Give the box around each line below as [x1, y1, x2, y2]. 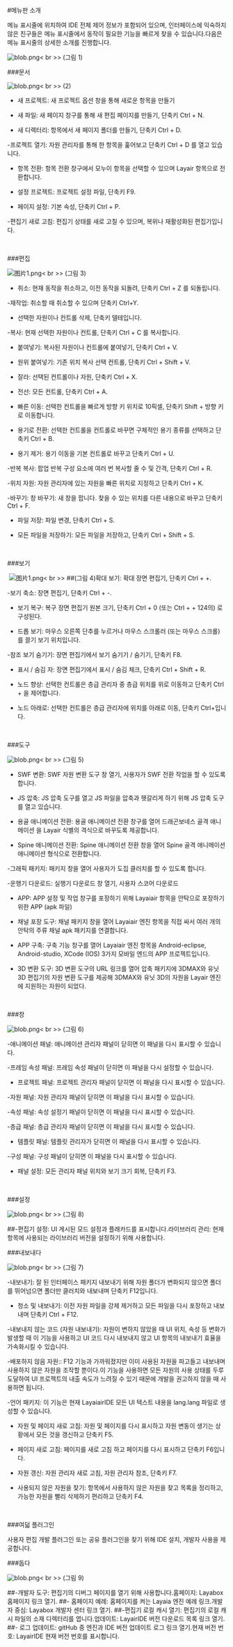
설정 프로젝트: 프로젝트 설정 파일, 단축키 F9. [17, 187, 136, 196]
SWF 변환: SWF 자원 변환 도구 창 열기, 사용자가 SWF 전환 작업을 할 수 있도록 [17, 771, 226, 778]
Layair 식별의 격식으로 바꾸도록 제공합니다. [43, 826, 159, 834]
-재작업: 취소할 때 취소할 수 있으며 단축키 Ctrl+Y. [7, 299, 139, 307]
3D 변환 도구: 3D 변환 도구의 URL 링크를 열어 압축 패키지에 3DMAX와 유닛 [17, 964, 219, 973]
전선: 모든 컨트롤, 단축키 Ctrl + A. [17, 387, 108, 396]
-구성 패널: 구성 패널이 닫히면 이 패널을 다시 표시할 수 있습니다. [7, 1152, 177, 1160]
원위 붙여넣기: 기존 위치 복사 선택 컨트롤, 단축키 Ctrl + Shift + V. [17, 358, 191, 366]
